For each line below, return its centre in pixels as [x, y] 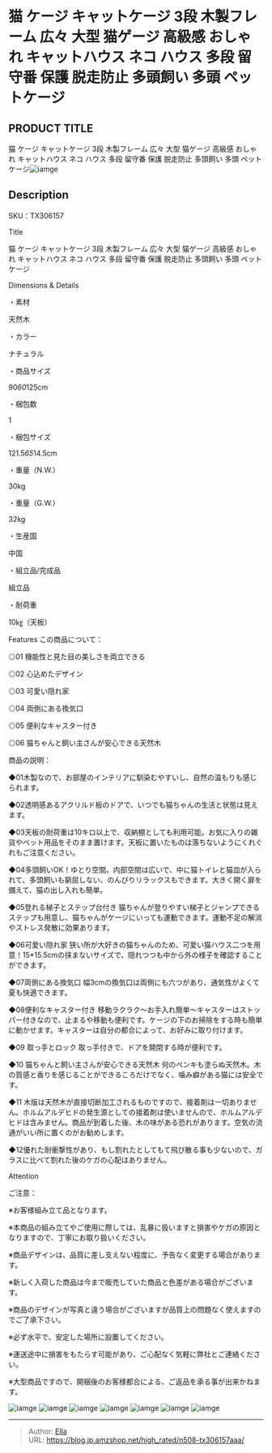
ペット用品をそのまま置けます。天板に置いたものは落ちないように [132, 842]
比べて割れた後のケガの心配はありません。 [100, 1160]
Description [38, 195]
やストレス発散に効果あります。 [62, 927]
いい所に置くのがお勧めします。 [75, 1132]
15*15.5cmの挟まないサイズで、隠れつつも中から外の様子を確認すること [142, 955]
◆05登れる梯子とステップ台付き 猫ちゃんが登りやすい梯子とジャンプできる [134, 907]
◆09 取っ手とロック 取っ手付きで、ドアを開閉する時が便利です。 [117, 1047]
